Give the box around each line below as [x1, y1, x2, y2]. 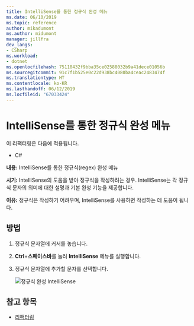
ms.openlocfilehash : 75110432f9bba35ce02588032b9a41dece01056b [6, 64, 166, 70]
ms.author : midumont [6, 31, 57, 37]
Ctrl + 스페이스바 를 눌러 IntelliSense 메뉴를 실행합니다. [14, 252, 141, 259]
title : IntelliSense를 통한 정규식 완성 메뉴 [6, 8, 108, 15]
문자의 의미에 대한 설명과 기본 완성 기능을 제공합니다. [12, 183, 134, 191]
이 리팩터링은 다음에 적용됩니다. [6, 140, 79, 147]
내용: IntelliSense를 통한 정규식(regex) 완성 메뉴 [6, 164, 118, 171]
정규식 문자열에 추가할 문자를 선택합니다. [14, 265, 108, 272]
